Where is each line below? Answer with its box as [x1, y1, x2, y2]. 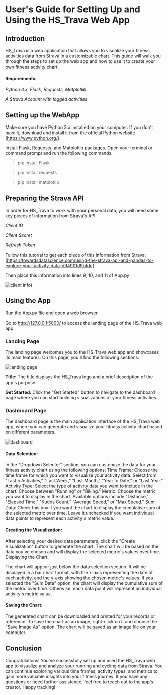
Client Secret [5, 232, 32, 238]
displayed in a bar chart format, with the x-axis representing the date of [5, 569, 153, 575]
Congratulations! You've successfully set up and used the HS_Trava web [5, 657, 155, 663]
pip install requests [17, 170, 57, 176]
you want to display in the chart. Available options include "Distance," [5, 494, 149, 500]
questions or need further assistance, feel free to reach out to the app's [5, 679, 153, 685]
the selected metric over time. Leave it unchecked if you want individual [5, 510, 154, 516]
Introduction [5, 34, 45, 43]
